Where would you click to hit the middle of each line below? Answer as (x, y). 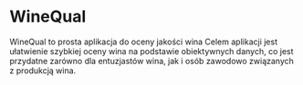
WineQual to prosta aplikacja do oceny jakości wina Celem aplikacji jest (144, 42)
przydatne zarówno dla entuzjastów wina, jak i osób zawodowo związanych (152, 61)
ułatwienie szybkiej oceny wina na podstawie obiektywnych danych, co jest (151, 51)
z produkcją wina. (43, 71)
